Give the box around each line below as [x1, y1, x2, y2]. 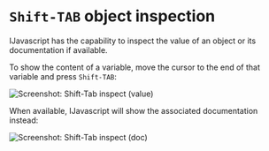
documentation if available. [9, 44, 108, 55]
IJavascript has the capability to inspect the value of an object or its [9, 35, 257, 46]
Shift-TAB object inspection [9, 6, 215, 26]
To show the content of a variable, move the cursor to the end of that [9, 62, 261, 72]
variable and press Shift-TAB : [9, 71, 117, 81]
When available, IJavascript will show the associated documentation [9, 105, 258, 116]
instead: [9, 115, 39, 125]
